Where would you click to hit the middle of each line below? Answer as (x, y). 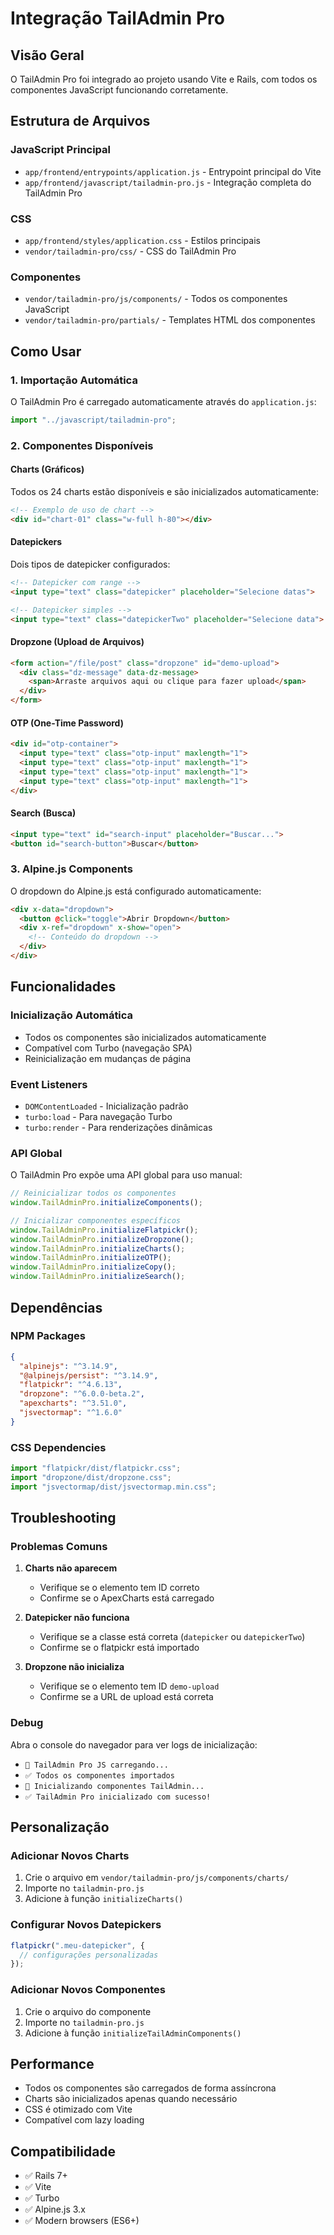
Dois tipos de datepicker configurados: (90, 564)
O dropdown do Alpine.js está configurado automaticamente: (136, 891)
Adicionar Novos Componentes (88, 1990)
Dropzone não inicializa (74, 1667)
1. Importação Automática (74, 380)
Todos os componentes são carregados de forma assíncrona (150, 2088)
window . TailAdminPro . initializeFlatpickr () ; (104, 1230)
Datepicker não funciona (77, 1618)
